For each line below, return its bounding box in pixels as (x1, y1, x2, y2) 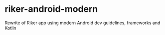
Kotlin (4, 25, 16, 31)
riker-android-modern (4, 3, 98, 15)
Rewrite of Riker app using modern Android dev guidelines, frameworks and (4, 20, 161, 26)
